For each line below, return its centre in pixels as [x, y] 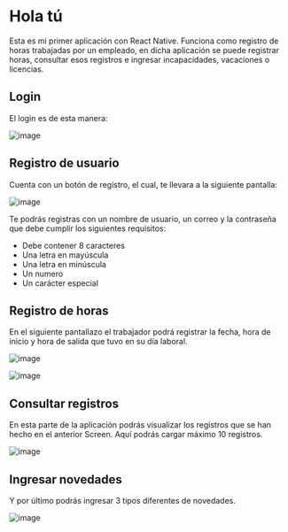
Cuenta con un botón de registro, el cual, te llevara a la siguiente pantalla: [143, 184]
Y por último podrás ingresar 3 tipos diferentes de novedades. [123, 501]
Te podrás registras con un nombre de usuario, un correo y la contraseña [143, 219]
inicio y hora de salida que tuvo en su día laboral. [98, 342]
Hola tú [36, 16]
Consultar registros [64, 403]
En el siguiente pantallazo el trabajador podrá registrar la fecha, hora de [140, 332]
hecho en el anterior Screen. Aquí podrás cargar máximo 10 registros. [136, 435]
